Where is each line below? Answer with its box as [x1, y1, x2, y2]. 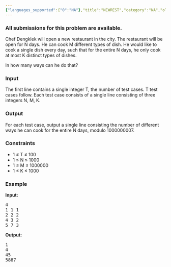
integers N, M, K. [5, 98, 41, 104]
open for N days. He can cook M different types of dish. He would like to [5, 41, 157, 47]
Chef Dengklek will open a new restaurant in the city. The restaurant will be [5, 36, 163, 42]
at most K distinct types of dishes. [5, 52, 77, 58]
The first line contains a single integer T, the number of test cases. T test [5, 86, 158, 92]
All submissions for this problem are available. [5, 24, 122, 31]
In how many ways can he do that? [5, 62, 78, 68]
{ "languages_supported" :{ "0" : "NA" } [5, 7, 81, 13]
